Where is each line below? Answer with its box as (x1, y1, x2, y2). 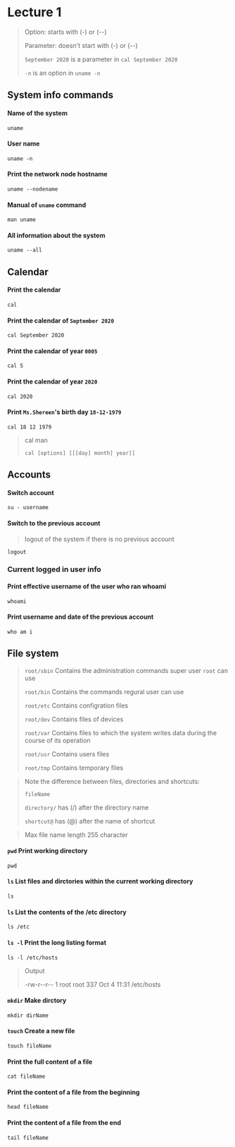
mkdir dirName (7, 1011, 49, 1019)
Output (24, 966, 45, 975)
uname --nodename (7, 185, 58, 193)
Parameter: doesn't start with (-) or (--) (24, 41, 139, 49)
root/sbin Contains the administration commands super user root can (24, 666, 229, 674)
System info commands (7, 89, 114, 101)
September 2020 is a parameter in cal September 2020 (24, 54, 178, 64)
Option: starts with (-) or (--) (24, 28, 107, 36)
